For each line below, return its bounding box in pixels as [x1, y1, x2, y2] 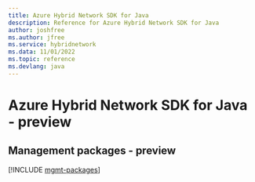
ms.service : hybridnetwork [8, 41, 97, 49]
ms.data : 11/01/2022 [8, 48, 76, 56]
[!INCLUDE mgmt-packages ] [8, 165, 100, 174]
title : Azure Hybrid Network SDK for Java [8, 11, 149, 20]
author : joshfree [8, 26, 65, 34]
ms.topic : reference [8, 56, 76, 64]
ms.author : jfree [8, 33, 65, 42]
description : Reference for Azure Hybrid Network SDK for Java [8, 19, 220, 27]
